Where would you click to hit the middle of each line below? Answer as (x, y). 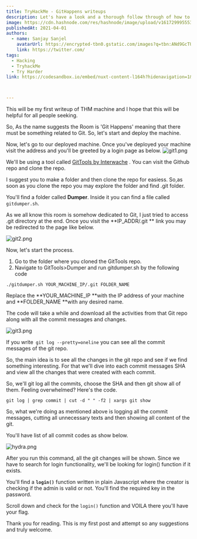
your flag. (18, 512)
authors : (17, 33)
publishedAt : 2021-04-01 (36, 28)
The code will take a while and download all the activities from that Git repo (97, 313)
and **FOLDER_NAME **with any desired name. (65, 302)
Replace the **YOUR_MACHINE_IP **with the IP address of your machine (95, 296)
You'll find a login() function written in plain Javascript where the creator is (98, 482)
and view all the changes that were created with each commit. (81, 372)
